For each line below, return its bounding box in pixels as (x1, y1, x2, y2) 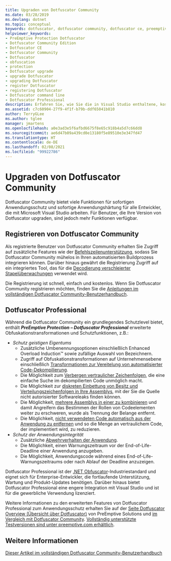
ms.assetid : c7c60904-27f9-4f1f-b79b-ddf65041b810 (5, 107, 115, 112)
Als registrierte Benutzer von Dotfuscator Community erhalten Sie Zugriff (5, 243, 159, 249)
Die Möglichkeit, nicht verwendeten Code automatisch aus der (20, 416, 151, 422)
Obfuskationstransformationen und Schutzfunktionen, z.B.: (5, 330, 129, 336)
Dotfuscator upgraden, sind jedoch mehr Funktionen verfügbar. (5, 215, 138, 221)
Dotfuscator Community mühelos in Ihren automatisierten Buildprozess (5, 254, 154, 260)
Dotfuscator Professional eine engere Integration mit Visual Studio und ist (5, 485, 159, 491)
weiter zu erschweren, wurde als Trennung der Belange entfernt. (20, 410, 156, 416)
